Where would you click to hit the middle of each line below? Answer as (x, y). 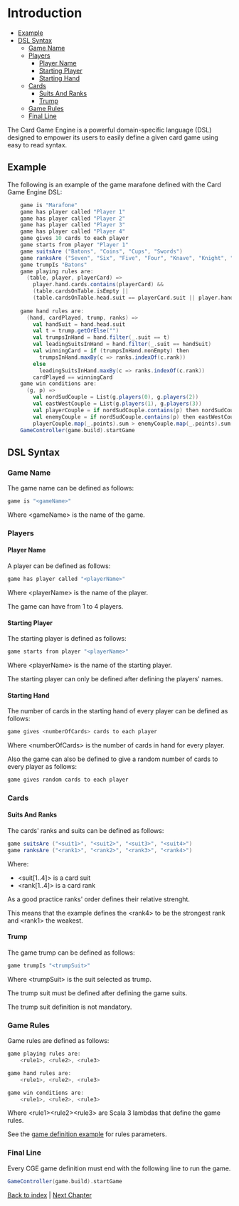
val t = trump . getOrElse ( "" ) (76, 331)
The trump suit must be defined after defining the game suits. (97, 993)
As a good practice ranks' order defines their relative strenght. (99, 899)
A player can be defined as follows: (59, 566)
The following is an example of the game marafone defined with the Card (115, 184)
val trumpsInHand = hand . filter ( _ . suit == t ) (102, 337)
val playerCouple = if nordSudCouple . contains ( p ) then (116, 410)
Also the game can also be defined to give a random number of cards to (113, 759)
